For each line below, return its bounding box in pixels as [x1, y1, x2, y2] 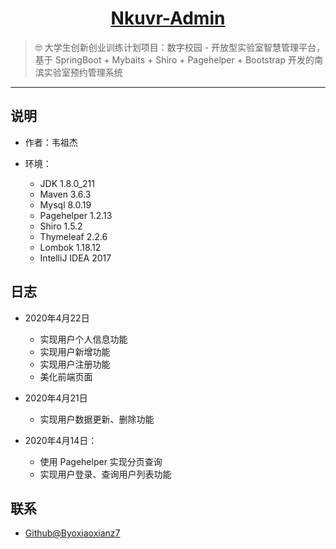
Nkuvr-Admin [110, 7, 226, 30]
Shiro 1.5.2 [39, 220, 83, 232]
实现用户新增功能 [39, 345, 111, 357]
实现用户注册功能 [39, 358, 111, 370]
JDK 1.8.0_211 [39, 177, 95, 189]
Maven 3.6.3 [39, 188, 92, 200]
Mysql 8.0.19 [39, 198, 92, 211]
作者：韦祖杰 [24, 136, 78, 148]
